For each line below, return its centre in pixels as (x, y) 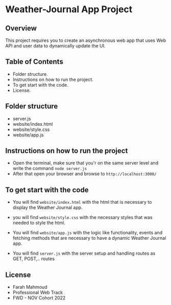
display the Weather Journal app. (47, 208)
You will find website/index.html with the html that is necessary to (82, 202)
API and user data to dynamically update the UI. (55, 46)
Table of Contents (34, 62)
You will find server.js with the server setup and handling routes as (84, 254)
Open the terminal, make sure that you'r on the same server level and (86, 163)
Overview (21, 28)
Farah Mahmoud (30, 287)
